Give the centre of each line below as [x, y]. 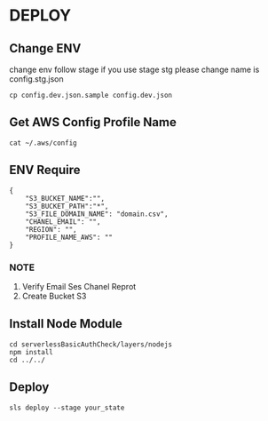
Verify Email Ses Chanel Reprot [79, 286]
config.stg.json [36, 79]
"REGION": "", [51, 229]
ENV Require [45, 170]
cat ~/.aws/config [43, 143]
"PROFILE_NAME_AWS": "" [69, 237]
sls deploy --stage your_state [67, 408]
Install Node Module [66, 324]
